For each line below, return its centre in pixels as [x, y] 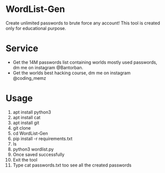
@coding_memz [29, 78]
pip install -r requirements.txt [42, 139]
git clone [22, 128]
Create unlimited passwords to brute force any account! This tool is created [83, 23]
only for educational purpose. [36, 28]
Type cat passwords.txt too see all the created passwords [72, 165]
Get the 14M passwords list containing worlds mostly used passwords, [85, 62]
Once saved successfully [39, 154]
